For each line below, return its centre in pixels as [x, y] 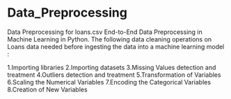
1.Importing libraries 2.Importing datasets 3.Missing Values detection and [112, 67]
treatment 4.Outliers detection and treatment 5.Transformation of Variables [114, 75]
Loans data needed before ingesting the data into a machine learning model [116, 46]
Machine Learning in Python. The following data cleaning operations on [110, 39]
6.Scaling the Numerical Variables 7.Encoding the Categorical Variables [109, 82]
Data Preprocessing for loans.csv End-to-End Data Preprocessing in [105, 32]
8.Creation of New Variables [48, 89]
